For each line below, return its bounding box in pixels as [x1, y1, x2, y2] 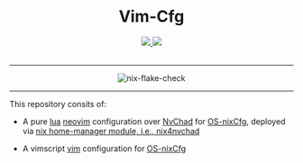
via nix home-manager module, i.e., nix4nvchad [22, 125, 200, 136]
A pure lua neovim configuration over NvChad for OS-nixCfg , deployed [22, 115, 286, 127]
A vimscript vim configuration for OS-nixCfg [22, 142, 187, 154]
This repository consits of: [9, 98, 106, 109]
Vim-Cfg [118, 6, 185, 27]
